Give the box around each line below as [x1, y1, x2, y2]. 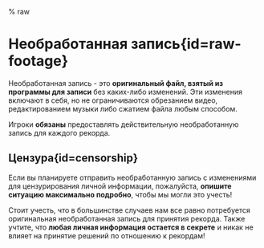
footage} [8, 52, 69, 71]
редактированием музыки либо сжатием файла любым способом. [8, 104, 238, 113]
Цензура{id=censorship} [8, 152, 139, 165]
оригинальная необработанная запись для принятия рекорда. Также [8, 213, 246, 223]
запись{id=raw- [131, 35, 242, 53]
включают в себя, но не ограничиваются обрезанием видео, [8, 96, 218, 105]
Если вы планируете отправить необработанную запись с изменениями [8, 173, 257, 182]
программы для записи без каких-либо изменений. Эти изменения [8, 87, 243, 96]
